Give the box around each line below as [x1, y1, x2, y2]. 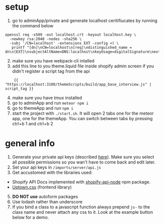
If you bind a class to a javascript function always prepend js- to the [12, 204, 150, 210]
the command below [12, 22, 54, 28]
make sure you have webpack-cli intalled [12, 58, 95, 63]
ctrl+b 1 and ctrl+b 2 [12, 121, 54, 126]
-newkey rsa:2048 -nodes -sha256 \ [9, 36, 82, 41]
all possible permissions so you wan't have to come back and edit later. [12, 159, 156, 165]
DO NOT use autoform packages [12, 193, 78, 199]
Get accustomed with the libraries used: [12, 169, 93, 175]
